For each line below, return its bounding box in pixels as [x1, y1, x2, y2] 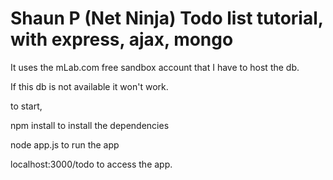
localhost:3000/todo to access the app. [10, 158, 173, 170]
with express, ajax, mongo [10, 28, 234, 51]
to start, [10, 100, 43, 112]
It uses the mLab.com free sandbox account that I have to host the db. [10, 61, 300, 73]
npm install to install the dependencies [10, 119, 170, 131]
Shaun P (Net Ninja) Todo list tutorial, [10, 7, 324, 30]
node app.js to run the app [10, 138, 120, 151]
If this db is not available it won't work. [10, 80, 169, 92]
